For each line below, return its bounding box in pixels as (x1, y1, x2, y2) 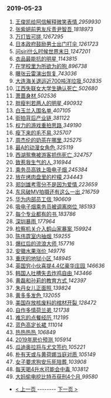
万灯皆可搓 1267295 (15, 33, 64, 40)
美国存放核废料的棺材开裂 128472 (15, 299, 97, 306)
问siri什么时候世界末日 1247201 (15, 48, 90, 55)
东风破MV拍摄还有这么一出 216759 (15, 188, 99, 196)
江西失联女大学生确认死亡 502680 (15, 85, 98, 92)
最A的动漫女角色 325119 (15, 144, 73, 151)
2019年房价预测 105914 (15, 336, 72, 344)
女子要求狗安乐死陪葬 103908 (15, 358, 87, 365)
